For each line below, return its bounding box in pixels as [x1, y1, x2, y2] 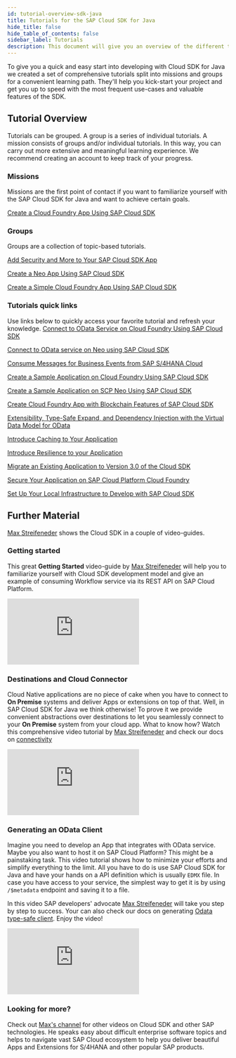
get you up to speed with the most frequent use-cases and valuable [7, 85, 204, 93]
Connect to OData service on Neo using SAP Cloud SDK [7, 345, 170, 354]
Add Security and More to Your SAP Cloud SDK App [7, 256, 158, 264]
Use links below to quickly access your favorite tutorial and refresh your [7, 316, 216, 325]
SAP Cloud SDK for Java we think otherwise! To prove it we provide [7, 705, 202, 714]
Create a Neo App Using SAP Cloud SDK [7, 269, 125, 278]
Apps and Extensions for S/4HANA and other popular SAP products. [7, 1043, 205, 1051]
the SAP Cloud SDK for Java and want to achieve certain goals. [7, 195, 190, 204]
